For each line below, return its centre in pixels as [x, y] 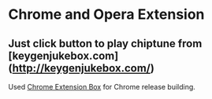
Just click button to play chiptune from [105, 44]
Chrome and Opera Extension [106, 15]
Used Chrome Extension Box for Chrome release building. [102, 87]
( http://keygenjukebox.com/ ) [82, 68]
